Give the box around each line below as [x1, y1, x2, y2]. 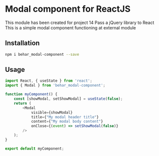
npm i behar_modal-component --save [5, 52, 79, 57]
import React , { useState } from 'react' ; [5, 78, 92, 84]
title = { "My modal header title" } [31, 114, 99, 119]
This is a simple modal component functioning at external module [5, 24, 136, 30]
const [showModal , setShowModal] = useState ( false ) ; [14, 96, 123, 101]
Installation [5, 39, 40, 47]
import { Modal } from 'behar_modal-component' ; [5, 83, 106, 88]
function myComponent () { [5, 92, 57, 97]
